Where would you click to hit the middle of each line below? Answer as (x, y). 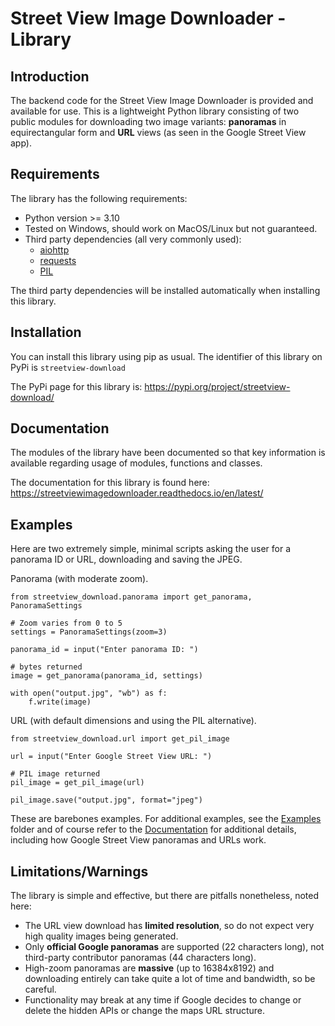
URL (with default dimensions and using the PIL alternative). (133, 721)
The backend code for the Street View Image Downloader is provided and (162, 100)
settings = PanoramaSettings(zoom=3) (89, 632)
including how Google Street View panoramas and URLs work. (138, 840)
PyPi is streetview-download (68, 367)
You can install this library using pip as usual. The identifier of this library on (166, 356)
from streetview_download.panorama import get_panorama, (131, 597)
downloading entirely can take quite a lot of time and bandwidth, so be (170, 979)
